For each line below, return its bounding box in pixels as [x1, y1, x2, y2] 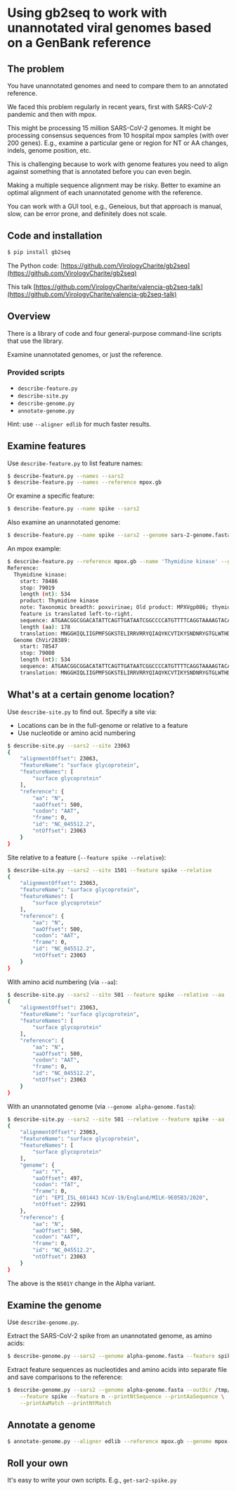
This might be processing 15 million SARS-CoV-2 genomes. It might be [7, 124, 211, 132]
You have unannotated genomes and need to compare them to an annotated [7, 82, 228, 89]
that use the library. [7, 336, 64, 345]
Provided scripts [7, 367, 65, 377]
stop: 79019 [20, 584, 55, 591]
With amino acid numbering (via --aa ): [7, 977, 118, 986]
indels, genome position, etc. [7, 146, 91, 154]
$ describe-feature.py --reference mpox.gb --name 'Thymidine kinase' [7, 558, 218, 565]
